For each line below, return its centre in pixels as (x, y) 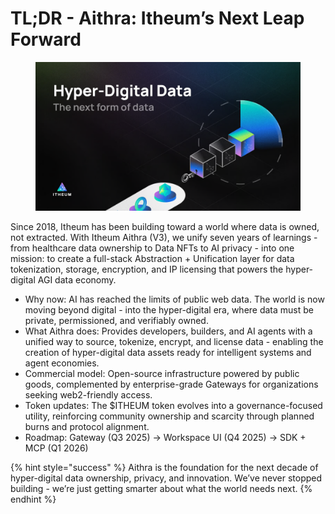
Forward (46, 39)
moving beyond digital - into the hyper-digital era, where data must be (169, 310)
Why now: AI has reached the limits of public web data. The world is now (174, 299)
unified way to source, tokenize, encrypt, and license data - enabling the (174, 342)
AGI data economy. (77, 280)
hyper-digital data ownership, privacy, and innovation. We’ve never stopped (166, 478)
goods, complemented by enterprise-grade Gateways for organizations (171, 384)
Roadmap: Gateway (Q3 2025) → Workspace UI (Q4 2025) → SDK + (165, 438)
